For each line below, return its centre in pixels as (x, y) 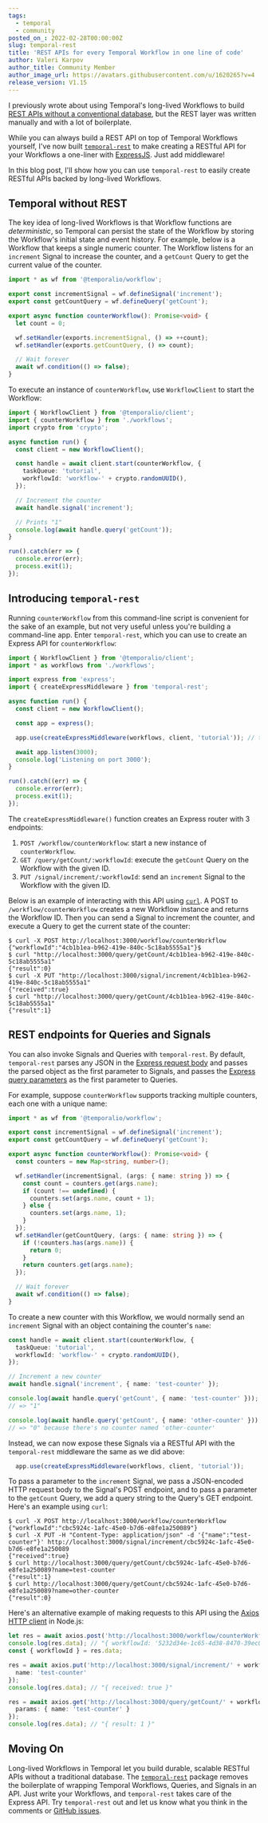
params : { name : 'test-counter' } (73, 1709)
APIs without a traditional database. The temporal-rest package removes (128, 1777)
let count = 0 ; (41, 323)
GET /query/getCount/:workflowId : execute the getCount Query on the (134, 859)
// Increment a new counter (55, 1377)
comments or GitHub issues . (55, 1810)
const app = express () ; (55, 723)
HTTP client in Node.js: (46, 1621)
